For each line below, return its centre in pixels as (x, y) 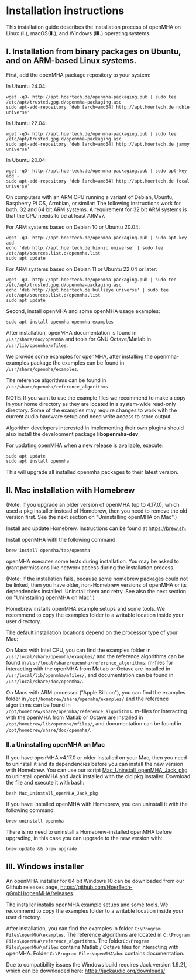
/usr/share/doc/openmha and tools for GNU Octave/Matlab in (79, 339)
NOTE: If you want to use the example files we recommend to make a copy (96, 398)
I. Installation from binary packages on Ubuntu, (94, 52)
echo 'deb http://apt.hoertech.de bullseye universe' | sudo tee (87, 290)
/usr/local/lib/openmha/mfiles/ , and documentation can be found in (90, 675)
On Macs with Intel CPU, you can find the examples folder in (78, 650)
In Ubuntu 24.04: (26, 86)
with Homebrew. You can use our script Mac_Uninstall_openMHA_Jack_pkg (97, 770)
